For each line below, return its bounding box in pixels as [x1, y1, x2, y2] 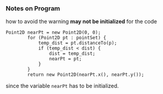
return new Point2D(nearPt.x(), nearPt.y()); [27, 72, 145, 78]
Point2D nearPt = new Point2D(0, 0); [5, 30, 101, 36]
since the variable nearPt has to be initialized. [5, 83, 119, 90]
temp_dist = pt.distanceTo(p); [38, 40, 118, 46]
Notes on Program [5, 4, 61, 13]
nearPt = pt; [48, 56, 82, 62]
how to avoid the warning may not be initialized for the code [5, 18, 158, 25]
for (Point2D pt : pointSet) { [27, 35, 107, 41]
